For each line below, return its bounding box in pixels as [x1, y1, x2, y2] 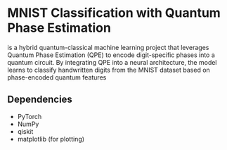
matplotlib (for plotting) [17, 135, 85, 143]
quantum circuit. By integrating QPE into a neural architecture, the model [7, 58, 217, 66]
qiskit [17, 127, 34, 135]
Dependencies [7, 94, 72, 106]
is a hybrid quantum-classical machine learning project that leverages [7, 43, 209, 51]
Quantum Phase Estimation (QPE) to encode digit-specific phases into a [7, 51, 216, 59]
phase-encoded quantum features [7, 73, 107, 82]
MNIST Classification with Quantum [7, 5, 221, 21]
